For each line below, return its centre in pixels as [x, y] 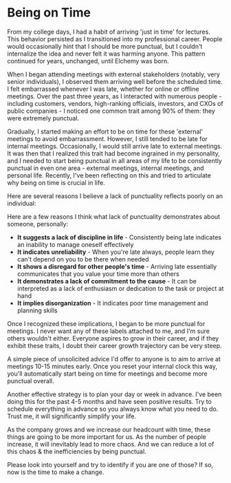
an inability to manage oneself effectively [75, 244]
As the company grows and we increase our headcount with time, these [109, 429]
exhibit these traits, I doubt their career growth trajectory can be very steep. [114, 345]
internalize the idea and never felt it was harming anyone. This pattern [106, 54]
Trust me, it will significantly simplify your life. [71, 416]
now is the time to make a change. [56, 472]
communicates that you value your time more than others [98, 274]
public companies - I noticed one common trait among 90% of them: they [111, 111]
